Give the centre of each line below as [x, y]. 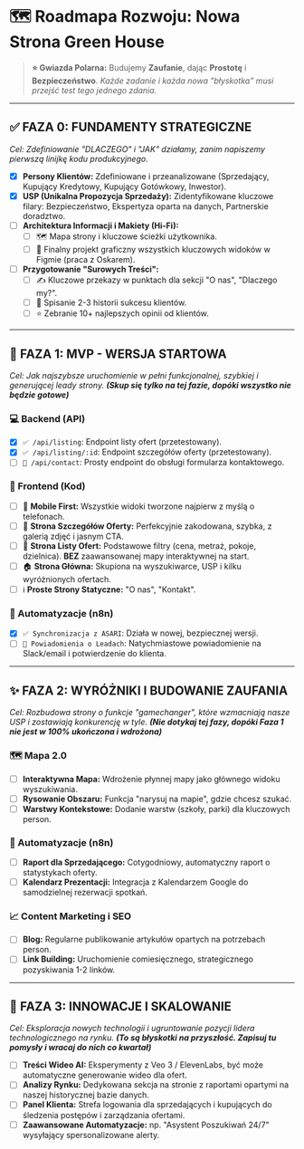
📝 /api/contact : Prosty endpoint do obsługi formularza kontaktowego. [153, 463]
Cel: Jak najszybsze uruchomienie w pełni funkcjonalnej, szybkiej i [134, 375]
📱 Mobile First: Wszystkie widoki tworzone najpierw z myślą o [138, 506]
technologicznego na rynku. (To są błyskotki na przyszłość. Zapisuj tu [143, 1038]
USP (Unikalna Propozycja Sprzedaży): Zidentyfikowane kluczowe [148, 196]
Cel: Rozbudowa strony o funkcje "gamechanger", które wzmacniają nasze [150, 713]
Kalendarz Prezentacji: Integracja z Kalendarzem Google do [135, 882]
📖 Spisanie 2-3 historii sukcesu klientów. [111, 302]
